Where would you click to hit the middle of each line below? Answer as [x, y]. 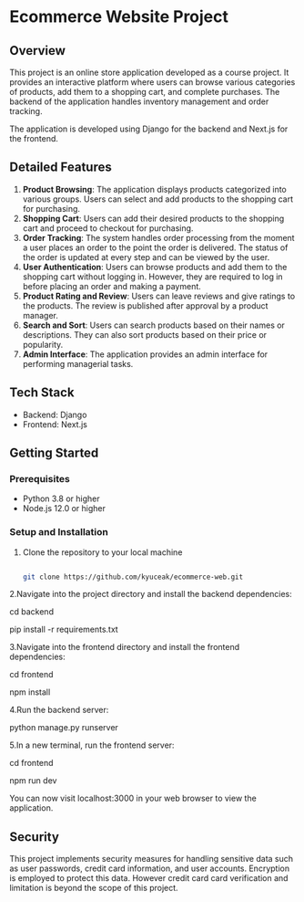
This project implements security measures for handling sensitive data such [152, 859]
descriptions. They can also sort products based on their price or [144, 334]
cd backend [32, 612]
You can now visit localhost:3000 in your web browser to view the [133, 798]
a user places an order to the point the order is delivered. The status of [155, 247]
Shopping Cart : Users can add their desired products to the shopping [153, 218]
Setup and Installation [59, 532]
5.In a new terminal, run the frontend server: [92, 745]
